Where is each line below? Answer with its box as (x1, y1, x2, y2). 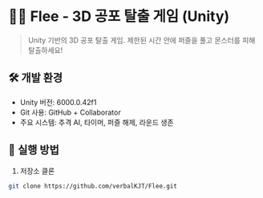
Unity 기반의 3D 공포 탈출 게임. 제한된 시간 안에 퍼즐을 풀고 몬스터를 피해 (27, 35, 256, 45)
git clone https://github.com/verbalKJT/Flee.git (8, 182, 178, 190)
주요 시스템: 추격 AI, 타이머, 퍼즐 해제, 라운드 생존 (19, 117, 174, 127)
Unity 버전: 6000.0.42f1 (19, 97, 97, 107)
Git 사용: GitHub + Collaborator (19, 107, 122, 117)
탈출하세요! (27, 45, 63, 55)
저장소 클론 (19, 166, 55, 176)
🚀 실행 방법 (8, 143, 60, 157)
